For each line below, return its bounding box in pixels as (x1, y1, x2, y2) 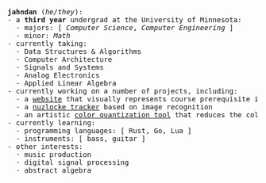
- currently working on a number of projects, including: (7, 87, 238, 95)
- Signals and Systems (15, 63, 104, 71)
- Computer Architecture (15, 55, 113, 63)
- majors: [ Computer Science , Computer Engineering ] (15, 24, 234, 32)
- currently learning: (7, 119, 96, 127)
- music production (15, 151, 92, 158)
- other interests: (7, 143, 83, 151)
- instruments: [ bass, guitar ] (15, 135, 146, 143)
